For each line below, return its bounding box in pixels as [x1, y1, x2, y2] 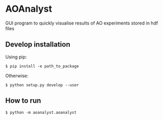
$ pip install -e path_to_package [5, 63, 79, 69]
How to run [5, 97, 42, 105]
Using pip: [5, 54, 27, 60]
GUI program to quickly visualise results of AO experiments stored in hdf [5, 20, 158, 26]
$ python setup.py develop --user [5, 82, 79, 87]
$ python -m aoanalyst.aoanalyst [5, 110, 77, 115]
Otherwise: [5, 73, 29, 79]
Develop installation [5, 40, 71, 49]
